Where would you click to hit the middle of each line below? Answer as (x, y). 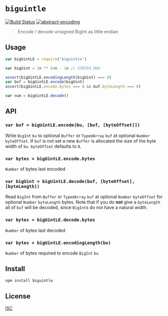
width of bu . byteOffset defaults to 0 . (43, 146)
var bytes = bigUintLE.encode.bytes (50, 159)
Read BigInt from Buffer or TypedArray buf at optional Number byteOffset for (84, 197)
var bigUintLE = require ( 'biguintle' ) (46, 59)
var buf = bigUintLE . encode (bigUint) (45, 82)
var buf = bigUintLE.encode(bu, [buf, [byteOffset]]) (73, 125)
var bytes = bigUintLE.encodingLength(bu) (58, 243)
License (18, 296)
